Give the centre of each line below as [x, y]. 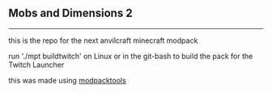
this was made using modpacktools [68, 80]
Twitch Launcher [36, 65]
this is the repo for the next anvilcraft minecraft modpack [103, 40]
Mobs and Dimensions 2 [70, 13]
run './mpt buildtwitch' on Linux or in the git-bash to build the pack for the [131, 56]
